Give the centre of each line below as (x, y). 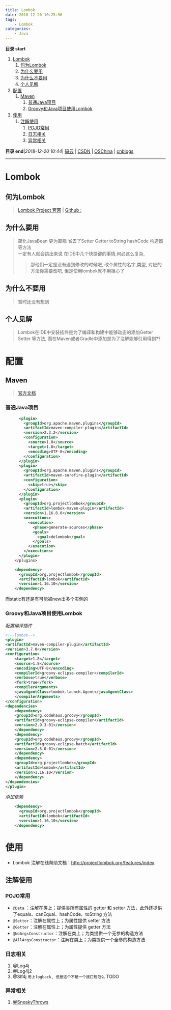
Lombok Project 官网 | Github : (50, 210)
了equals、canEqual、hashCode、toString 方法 (62, 914)
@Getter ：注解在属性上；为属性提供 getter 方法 (62, 927)
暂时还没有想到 (33, 301)
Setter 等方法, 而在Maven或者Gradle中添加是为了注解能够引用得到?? (89, 339)
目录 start (16, 49)
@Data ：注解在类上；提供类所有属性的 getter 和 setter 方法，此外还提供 (87, 908)
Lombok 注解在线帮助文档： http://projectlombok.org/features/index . (84, 862)
